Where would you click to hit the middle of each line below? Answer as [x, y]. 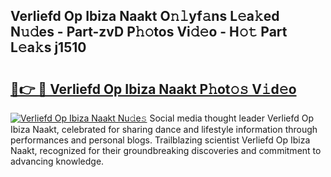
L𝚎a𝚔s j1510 [48, 47]
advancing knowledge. [57, 161]
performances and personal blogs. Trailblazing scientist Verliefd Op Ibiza [160, 140]
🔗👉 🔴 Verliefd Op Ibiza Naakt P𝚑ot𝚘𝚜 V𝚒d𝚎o [153, 89]
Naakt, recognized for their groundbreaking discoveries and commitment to [166, 150]
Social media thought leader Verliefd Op [232, 118]
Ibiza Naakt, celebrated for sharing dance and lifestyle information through [164, 129]
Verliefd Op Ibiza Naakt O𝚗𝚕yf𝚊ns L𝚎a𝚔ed [145, 16]
